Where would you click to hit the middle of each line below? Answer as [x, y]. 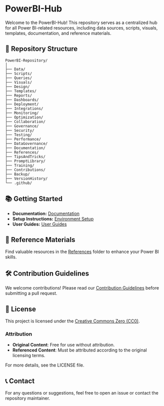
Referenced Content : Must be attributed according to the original [80, 350]
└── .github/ [19, 183]
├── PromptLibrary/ [25, 161]
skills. [11, 257]
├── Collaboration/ [25, 121]
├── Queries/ [19, 78]
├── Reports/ [19, 95]
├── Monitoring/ [22, 113]
